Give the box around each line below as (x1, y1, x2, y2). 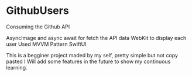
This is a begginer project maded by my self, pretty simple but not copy (6, 52, 179, 58)
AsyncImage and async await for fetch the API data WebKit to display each (6, 34, 187, 41)
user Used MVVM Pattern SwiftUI (6, 41, 87, 47)
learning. (6, 64, 28, 71)
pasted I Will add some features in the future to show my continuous (6, 58, 171, 65)
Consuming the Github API (6, 23, 70, 30)
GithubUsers (6, 4, 69, 17)
